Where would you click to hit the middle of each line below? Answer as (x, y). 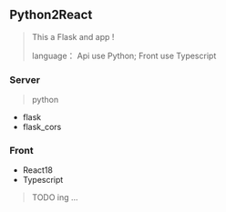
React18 (37, 170)
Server (25, 79)
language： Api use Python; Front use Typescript (124, 56)
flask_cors (42, 127)
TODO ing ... (55, 197)
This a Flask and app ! (73, 36)
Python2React (51, 15)
